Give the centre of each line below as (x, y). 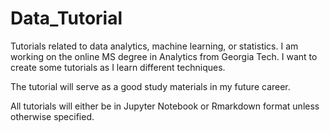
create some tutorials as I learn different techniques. (118, 67)
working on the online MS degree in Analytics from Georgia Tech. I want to (164, 56)
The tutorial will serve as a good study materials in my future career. (150, 86)
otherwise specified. (52, 116)
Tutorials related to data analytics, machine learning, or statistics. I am (154, 46)
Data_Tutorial (66, 18)
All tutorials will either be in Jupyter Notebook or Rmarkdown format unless (165, 106)
